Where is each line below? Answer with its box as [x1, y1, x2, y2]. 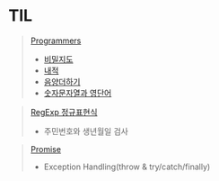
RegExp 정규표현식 [30, 106, 98, 117]
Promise [30, 143, 62, 154]
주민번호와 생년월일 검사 [43, 125, 129, 136]
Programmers [30, 35, 82, 46]
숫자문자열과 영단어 [43, 87, 112, 98]
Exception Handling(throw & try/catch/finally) [43, 161, 211, 172]
